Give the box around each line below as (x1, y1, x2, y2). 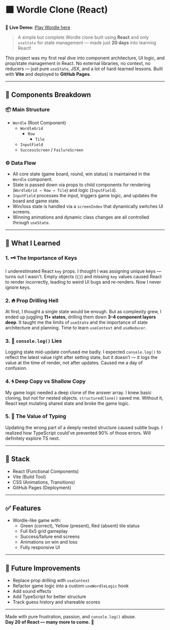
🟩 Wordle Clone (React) (5, 4, 108, 16)
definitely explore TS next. (5, 435, 60, 441)
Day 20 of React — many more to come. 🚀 (5, 619, 95, 625)
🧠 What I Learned (5, 239, 61, 248)
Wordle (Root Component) (12, 119, 67, 126)
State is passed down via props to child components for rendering (12, 182, 151, 188)
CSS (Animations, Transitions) (12, 479, 75, 485)
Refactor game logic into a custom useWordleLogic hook (12, 583, 129, 589)
